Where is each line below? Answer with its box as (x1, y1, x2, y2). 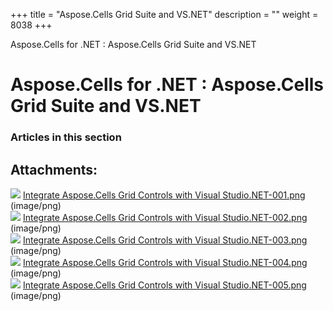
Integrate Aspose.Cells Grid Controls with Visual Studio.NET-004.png (22, 256, 308, 268)
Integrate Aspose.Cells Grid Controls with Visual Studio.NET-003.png (22, 234, 308, 246)
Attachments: (10, 161, 98, 178)
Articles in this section (10, 130, 122, 144)
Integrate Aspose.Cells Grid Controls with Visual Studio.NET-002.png (22, 211, 308, 223)
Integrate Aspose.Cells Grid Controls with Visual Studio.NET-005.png (22, 279, 307, 291)
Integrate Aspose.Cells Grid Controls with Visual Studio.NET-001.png (22, 189, 306, 201)
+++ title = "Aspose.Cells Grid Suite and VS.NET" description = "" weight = (10, 9, 319, 20)
